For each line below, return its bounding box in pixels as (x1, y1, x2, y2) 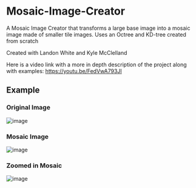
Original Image (6, 103, 50, 112)
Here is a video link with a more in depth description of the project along (6, 61, 187, 68)
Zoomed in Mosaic (6, 161, 63, 170)
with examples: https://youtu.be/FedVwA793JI (6, 67, 123, 74)
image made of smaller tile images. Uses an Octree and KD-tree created (6, 30, 187, 38)
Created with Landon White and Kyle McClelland (6, 49, 127, 56)
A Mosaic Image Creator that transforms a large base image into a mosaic (6, 24, 191, 32)
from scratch (6, 37, 39, 44)
